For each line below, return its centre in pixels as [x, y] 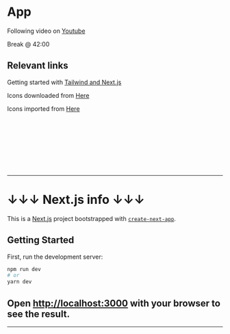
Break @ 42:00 [28, 44]
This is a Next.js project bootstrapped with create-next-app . [92, 218]
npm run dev [24, 269]
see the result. [39, 314]
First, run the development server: [55, 257]
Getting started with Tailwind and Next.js [64, 82]
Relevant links [38, 66]
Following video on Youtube [46, 31]
